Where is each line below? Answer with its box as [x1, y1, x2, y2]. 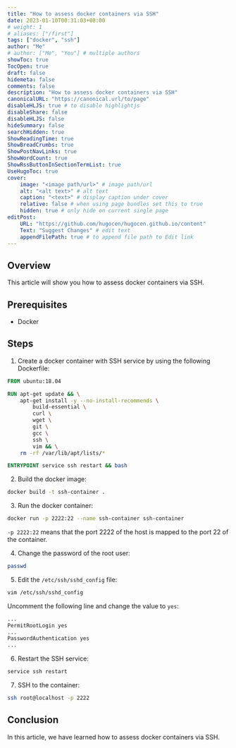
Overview [7, 259, 51, 272]
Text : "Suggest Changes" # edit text [20, 227, 131, 234]
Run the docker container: [17, 502, 94, 510]
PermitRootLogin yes [7, 622, 68, 629]
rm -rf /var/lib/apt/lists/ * [20, 450, 106, 457]
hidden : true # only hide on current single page [20, 207, 169, 215]
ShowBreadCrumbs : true [7, 142, 74, 149]
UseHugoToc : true [7, 167, 58, 175]
